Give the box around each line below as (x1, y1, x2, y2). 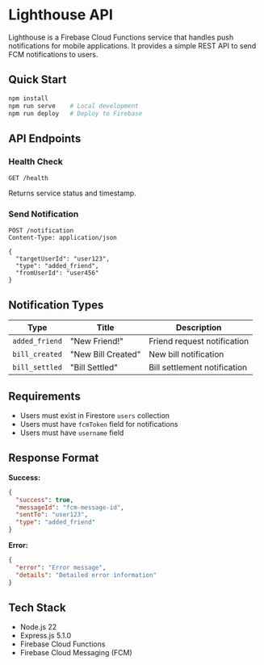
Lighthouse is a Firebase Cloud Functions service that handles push (8, 32, 234, 42)
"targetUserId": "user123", (15, 255, 111, 263)
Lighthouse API (8, 6, 113, 24)
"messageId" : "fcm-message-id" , (15, 503, 125, 512)
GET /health (8, 174, 48, 182)
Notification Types (8, 298, 104, 312)
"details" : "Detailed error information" (15, 571, 157, 579)
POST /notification (8, 227, 74, 235)
